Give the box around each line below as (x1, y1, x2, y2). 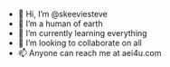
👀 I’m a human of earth (17, 18, 103, 29)
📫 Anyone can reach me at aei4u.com (17, 48, 162, 58)
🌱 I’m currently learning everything (17, 28, 147, 38)
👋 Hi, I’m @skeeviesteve (17, 9, 109, 19)
